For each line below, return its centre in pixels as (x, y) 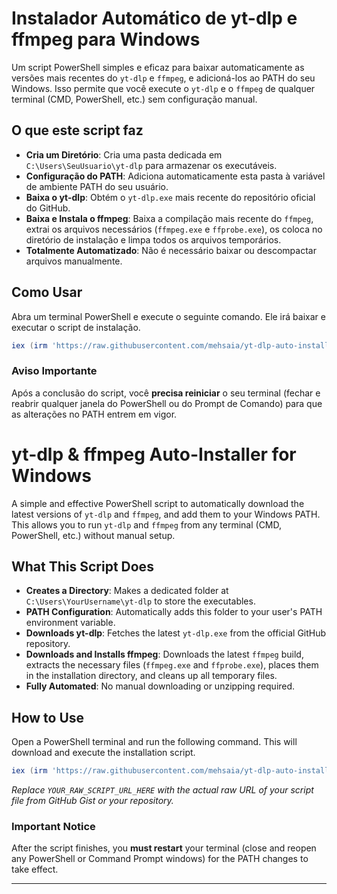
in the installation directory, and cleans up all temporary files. (151, 676)
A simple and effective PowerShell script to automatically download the (158, 503)
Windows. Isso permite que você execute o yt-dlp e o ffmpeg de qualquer (163, 88)
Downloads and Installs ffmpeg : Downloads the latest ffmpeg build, (164, 654)
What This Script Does (82, 567)
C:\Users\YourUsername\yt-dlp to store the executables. (140, 601)
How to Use (48, 717)
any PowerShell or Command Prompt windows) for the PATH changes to (160, 859)
